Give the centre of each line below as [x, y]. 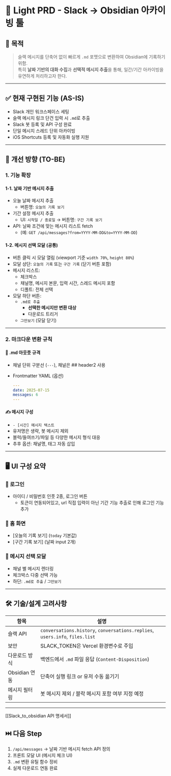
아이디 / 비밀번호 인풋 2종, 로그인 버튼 [50, 496]
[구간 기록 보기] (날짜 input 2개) [44, 542]
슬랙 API [17, 634]
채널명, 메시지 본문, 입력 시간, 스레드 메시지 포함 [68, 283]
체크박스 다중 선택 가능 [35, 575]
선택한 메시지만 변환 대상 [52, 307]
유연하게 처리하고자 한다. [42, 76]
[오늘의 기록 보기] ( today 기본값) [45, 535]
